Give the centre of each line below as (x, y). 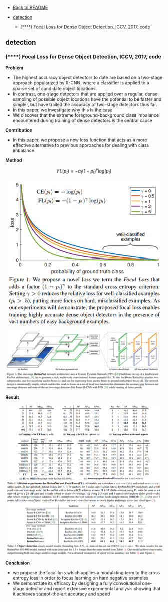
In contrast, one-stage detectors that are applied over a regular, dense (85, 94)
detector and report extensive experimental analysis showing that (93, 589)
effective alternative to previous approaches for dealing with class (81, 145)
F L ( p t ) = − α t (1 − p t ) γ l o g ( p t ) (84, 171)
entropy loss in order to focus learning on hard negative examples (80, 578)
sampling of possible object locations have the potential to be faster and (87, 99)
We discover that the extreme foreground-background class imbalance (86, 115)
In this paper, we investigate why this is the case (62, 110)
